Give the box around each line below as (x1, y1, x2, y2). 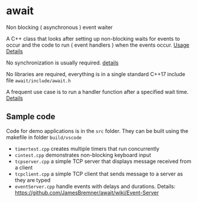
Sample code (6, 112, 56, 122)
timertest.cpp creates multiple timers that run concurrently (14, 145, 160, 152)
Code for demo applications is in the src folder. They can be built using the (6, 127, 189, 134)
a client (14, 164, 33, 171)
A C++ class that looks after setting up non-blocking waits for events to (6, 35, 180, 42)
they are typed (14, 176, 51, 184)
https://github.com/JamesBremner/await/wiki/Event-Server (14, 189, 159, 196)
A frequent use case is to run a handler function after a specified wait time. (6, 88, 189, 95)
